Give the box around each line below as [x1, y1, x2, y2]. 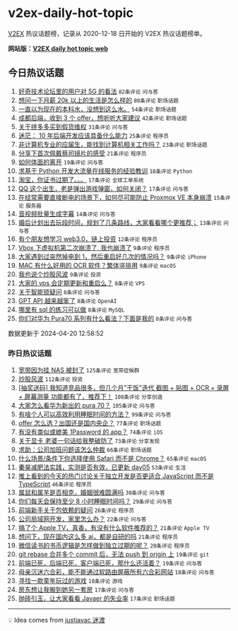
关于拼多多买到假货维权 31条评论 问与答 [18, 122, 129, 131]
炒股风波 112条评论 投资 [18, 375, 83, 383]
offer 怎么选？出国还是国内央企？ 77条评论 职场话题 [18, 419, 162, 427]
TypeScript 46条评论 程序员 [18, 480, 93, 488]
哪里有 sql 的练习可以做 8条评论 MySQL [18, 305, 125, 314]
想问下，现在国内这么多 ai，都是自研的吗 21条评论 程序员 [18, 532, 179, 541]
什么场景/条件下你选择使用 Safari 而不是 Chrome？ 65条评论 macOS [18, 454, 207, 463]
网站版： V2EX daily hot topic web [8, 44, 109, 52]
